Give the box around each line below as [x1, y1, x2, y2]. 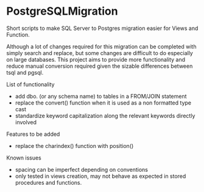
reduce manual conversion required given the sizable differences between [6, 62, 193, 70]
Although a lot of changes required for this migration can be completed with [6, 43, 197, 50]
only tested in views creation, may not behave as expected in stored [15, 172, 186, 180]
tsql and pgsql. [6, 68, 44, 76]
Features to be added [6, 130, 60, 138]
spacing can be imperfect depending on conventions [15, 166, 148, 173]
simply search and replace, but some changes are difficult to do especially [6, 49, 193, 56]
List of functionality [6, 81, 55, 88]
